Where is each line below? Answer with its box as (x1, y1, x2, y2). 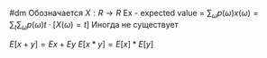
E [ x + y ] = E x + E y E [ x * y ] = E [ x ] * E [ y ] (9, 38, 154, 49)
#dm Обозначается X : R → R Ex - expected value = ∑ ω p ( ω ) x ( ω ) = (9, 8, 259, 21)
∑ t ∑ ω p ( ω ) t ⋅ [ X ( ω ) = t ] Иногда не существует (9, 19, 179, 32)
